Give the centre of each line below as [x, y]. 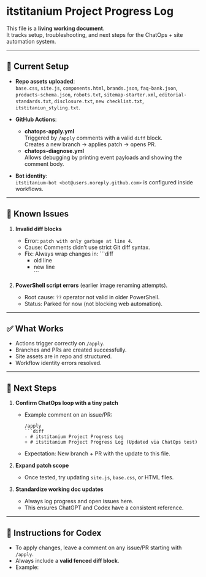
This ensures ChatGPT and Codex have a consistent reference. [104, 508]
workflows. [29, 189]
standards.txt [33, 101]
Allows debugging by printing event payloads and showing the [103, 157]
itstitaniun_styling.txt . [48, 107]
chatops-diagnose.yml [54, 151]
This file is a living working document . [55, 28]
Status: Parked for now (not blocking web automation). [93, 304]
